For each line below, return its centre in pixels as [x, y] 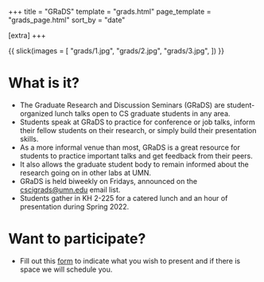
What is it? [44, 83]
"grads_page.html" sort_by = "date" [67, 20]
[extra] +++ [27, 35]
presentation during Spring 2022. [74, 206]
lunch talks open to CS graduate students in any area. [142, 113]
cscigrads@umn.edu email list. [70, 190]
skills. [29, 139]
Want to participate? [77, 239]
